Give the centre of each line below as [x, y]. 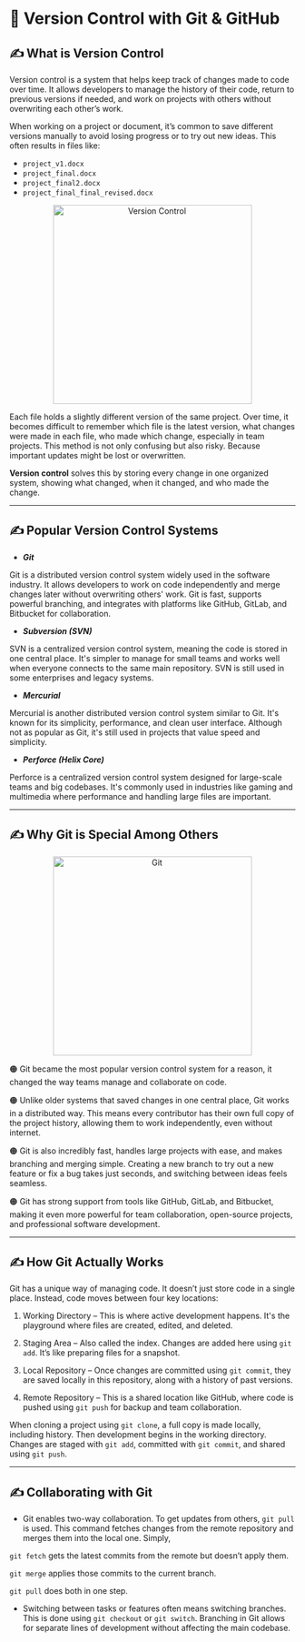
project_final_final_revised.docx [88, 193]
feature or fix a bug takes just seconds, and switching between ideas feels [148, 1174]
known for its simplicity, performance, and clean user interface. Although [146, 722]
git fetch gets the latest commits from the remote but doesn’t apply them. [149, 1556]
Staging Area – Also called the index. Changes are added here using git [157, 1343]
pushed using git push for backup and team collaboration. [132, 1407]
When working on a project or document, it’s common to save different [142, 126]
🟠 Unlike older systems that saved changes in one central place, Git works [149, 1100]
